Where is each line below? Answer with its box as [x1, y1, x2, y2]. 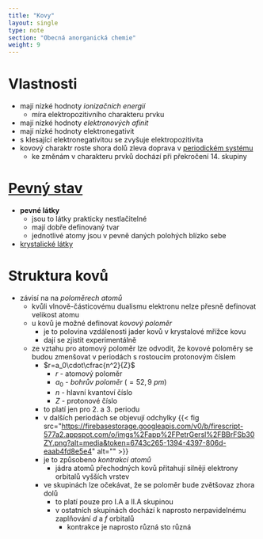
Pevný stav [8, 180, 83, 198]
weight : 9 [8, 41, 41, 49]
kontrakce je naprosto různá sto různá [67, 522, 192, 531]
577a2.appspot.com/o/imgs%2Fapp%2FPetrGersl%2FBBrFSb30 [43, 429, 255, 439]
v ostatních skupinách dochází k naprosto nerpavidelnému [55, 505, 247, 514]
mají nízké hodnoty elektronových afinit [19, 118, 149, 127]
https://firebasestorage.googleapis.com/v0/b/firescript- [61, 421, 244, 431]
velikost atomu [31, 309, 80, 319]
